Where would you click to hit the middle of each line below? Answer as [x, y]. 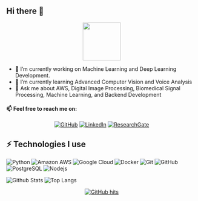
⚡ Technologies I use [46, 144]
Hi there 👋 [25, 11]
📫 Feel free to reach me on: [42, 109]
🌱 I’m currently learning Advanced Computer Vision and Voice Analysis [104, 82]
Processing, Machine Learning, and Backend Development [88, 94]
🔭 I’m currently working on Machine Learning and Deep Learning [96, 69]
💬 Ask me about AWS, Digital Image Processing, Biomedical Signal [97, 88]
